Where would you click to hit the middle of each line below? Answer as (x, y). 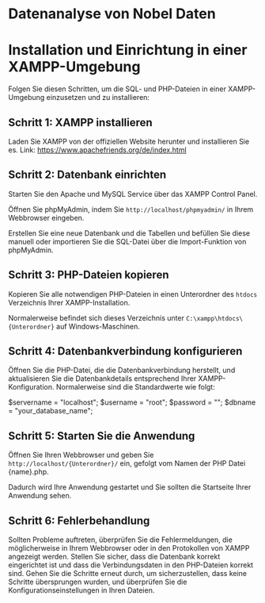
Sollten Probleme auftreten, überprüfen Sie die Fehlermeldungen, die (121, 540)
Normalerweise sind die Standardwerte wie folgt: (135, 387)
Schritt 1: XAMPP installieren (80, 123)
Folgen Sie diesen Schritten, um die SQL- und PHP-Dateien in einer (117, 89)
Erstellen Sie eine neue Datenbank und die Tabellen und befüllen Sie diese (129, 233)
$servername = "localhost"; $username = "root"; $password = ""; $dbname (132, 402)
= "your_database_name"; (51, 411)
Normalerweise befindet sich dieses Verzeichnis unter (96, 317)
